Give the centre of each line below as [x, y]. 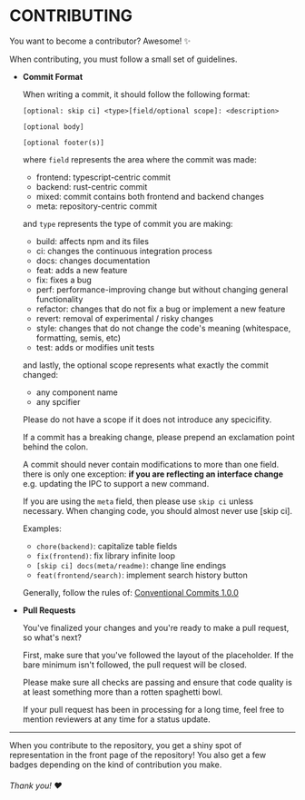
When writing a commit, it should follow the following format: [136, 94]
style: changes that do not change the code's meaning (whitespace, [163, 328]
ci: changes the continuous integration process [124, 251]
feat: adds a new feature [82, 270]
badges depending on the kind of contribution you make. [116, 765]
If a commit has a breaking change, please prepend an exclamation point [158, 437]
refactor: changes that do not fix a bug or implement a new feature [161, 309]
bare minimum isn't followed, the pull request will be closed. [135, 665]
